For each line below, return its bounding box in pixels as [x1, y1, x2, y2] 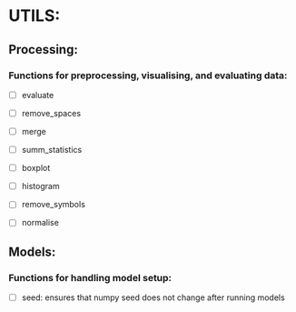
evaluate [21, 89, 54, 100]
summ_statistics [21, 145, 83, 156]
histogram [21, 181, 60, 192]
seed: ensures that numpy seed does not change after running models [21, 292, 285, 303]
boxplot [21, 163, 51, 174]
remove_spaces [21, 107, 82, 118]
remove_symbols [21, 199, 85, 210]
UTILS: [8, 5, 61, 26]
